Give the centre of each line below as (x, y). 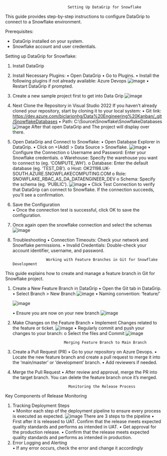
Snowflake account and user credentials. (54, 46)
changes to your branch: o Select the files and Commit (68, 333)
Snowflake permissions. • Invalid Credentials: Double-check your (80, 245)
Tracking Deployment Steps (41, 405)
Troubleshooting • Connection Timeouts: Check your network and (80, 240)
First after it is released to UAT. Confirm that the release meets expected (86, 421)
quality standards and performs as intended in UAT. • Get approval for (84, 427)
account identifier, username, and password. (58, 250)
